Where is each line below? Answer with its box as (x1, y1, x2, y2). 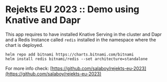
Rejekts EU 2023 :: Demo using (5, 4, 140, 15)
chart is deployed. (5, 42, 44, 48)
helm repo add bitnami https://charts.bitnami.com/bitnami (5, 52, 134, 57)
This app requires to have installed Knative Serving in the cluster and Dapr (5, 31, 162, 37)
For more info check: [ (5, 65, 52, 71)
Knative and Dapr (5, 14, 81, 26)
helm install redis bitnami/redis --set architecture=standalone (5, 56, 148, 62)
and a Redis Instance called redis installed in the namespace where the (5, 37, 156, 43)
